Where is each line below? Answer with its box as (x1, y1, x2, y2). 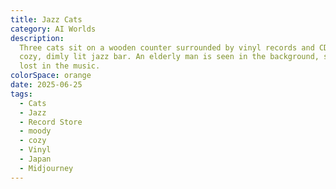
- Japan (19, 154, 52, 164)
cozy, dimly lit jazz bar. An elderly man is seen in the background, (19, 52, 320, 62)
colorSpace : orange (10, 71, 92, 81)
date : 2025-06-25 (10, 80, 83, 90)
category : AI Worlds (10, 24, 97, 34)
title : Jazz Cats (10, 14, 83, 25)
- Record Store (19, 117, 83, 127)
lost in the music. (19, 61, 101, 71)
